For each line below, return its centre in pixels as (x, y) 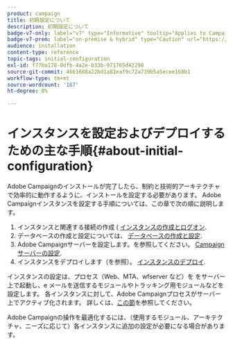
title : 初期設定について (39, 20)
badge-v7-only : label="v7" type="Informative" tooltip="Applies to (107, 33)
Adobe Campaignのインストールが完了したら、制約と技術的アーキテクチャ (114, 186)
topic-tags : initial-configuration (59, 59)
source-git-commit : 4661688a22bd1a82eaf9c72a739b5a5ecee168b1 (99, 71)
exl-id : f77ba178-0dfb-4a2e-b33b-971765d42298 (76, 65)
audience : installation (42, 46)
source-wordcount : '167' (43, 85)
